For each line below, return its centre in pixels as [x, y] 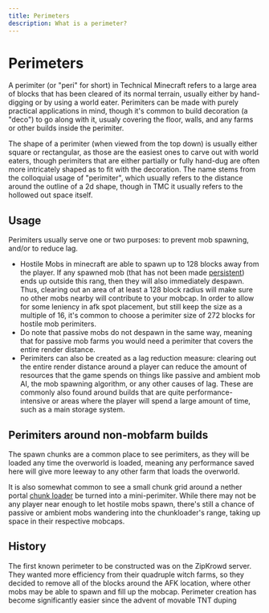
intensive [35, 401]
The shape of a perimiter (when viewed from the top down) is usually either [133, 144]
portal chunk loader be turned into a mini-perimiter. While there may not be [132, 495]
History [27, 547]
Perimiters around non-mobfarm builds [108, 435]
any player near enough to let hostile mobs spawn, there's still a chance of [131, 504]
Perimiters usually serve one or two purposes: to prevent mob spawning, [128, 240]
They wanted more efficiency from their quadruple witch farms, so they [126, 574]
